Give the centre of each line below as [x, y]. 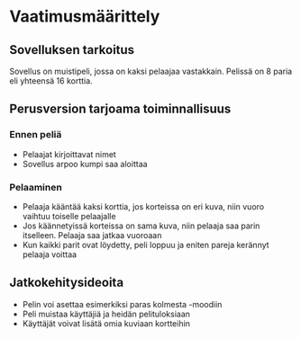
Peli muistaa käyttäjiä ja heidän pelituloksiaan [106, 314]
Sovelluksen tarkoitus [72, 50]
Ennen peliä [36, 135]
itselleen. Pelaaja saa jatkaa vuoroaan [92, 235]
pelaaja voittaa [50, 254]
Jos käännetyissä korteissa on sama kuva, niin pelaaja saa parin [141, 226]
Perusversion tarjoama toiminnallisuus [120, 109]
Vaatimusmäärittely [85, 17]
